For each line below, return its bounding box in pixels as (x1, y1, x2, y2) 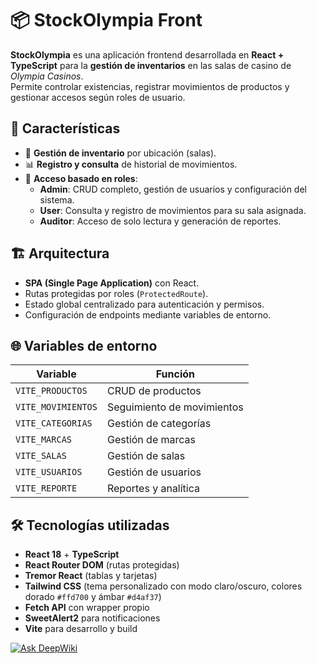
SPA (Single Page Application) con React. (24, 277, 200, 289)
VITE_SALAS (15, 450, 67, 462)
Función (155, 367, 195, 381)
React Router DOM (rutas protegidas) (24, 559, 180, 571)
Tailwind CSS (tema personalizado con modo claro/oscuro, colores (24, 580, 303, 592)
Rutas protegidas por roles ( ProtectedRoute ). (24, 287, 209, 299)
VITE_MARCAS (15, 434, 73, 446)
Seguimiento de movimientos (106, 400, 244, 414)
